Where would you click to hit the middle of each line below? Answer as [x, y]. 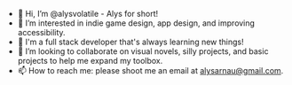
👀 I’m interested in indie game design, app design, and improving [136, 23]
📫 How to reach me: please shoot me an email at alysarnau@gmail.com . [150, 70]
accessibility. [41, 32]
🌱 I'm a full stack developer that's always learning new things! [130, 42]
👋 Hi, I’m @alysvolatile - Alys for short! [88, 14]
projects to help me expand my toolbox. [90, 61]
